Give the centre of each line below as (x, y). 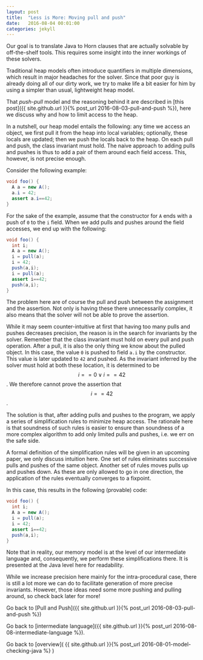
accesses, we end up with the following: (56, 229)
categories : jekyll (31, 29)
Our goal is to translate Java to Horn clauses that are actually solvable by (98, 46)
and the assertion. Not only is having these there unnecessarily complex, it (99, 308)
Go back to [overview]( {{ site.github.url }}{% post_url (73, 644)
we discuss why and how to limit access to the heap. (72, 115)
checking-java (24, 651)
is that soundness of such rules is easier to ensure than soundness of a (95, 428)
